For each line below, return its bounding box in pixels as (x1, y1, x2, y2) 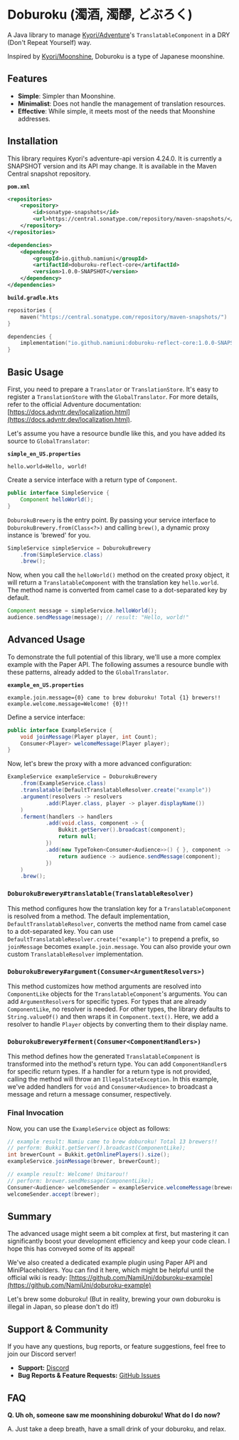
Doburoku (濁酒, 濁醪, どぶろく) (7, 6, 193, 23)
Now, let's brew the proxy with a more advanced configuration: (7, 760, 192, 768)
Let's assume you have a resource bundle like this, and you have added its (7, 429, 225, 438)
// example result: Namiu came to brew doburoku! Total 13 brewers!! (7, 1138, 218, 1145)
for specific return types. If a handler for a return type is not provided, (7, 1067, 212, 1076)
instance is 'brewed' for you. (7, 530, 91, 539)
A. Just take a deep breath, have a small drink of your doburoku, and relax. (7, 1424, 226, 1433)
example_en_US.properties (7, 681, 84, 689)
